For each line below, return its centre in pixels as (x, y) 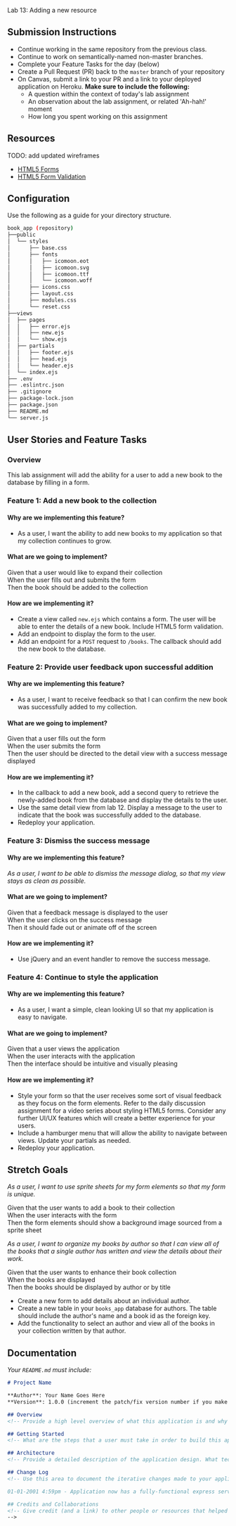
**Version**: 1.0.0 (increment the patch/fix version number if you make (118, 1402)
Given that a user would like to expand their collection (85, 572)
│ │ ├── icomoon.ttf (48, 274)
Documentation (42, 1353)
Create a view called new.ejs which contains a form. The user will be (117, 619)
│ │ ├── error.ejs (39, 326)
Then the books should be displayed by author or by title (89, 1287)
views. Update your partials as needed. (74, 1140)
